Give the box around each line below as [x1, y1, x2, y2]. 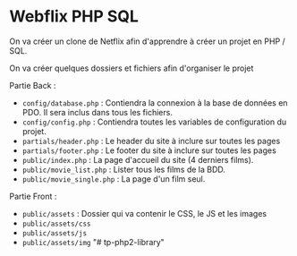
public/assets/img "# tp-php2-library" [21, 236, 165, 247]
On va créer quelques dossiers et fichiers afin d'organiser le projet [9, 63, 254, 73]
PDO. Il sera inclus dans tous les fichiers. [21, 107, 173, 117]
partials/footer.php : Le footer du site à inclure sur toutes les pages [21, 145, 277, 156]
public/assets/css [21, 219, 91, 228]
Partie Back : [9, 80, 56, 90]
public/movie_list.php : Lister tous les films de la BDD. [21, 164, 226, 175]
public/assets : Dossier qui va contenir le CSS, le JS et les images [21, 208, 267, 218]
